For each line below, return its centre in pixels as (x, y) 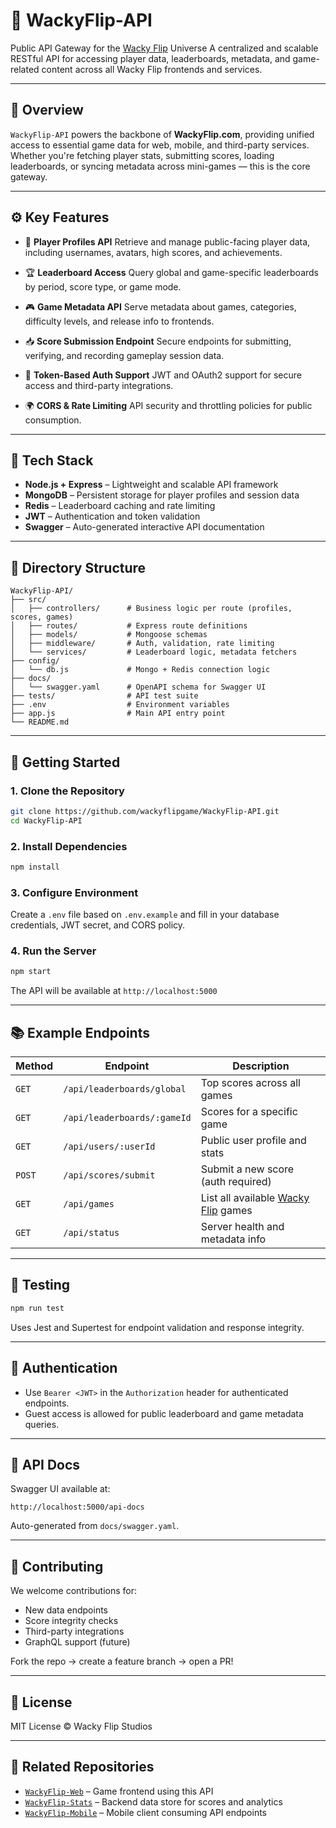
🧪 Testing (40, 1285)
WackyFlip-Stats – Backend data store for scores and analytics (153, 1801)
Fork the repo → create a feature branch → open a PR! (122, 1661)
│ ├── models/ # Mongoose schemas (109, 635)
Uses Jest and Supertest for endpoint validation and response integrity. (157, 1327)
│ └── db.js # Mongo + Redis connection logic (140, 670)
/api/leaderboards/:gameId (127, 1118)
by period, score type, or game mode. (103, 286)
